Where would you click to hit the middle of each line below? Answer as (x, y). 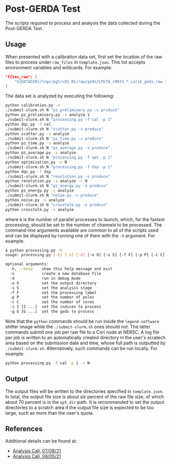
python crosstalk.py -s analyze (39, 209)
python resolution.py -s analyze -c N (46, 181)
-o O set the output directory (53, 283)
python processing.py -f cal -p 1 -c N (48, 363)
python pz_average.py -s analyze (41, 153)
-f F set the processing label (53, 293)
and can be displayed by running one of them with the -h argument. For (80, 235)
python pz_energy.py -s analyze (39, 191)
